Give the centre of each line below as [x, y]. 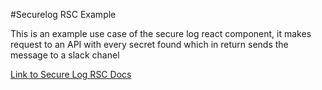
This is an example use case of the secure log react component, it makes [161, 33]
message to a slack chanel [65, 55]
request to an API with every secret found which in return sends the [149, 44]
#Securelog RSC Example [63, 14]
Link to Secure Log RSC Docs [71, 74]
